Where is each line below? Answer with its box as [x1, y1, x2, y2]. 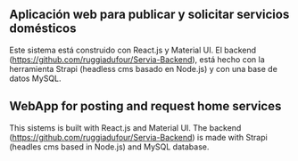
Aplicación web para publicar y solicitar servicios [9, 7, 290, 22]
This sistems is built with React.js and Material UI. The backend [9, 122, 242, 133]
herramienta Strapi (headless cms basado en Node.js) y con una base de [9, 63, 278, 74]
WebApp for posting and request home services [9, 99, 282, 114]
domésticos [9, 21, 77, 36]
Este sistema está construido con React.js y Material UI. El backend [9, 44, 257, 55]
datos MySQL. [9, 73, 62, 84]
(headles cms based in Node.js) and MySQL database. [9, 141, 210, 152]
